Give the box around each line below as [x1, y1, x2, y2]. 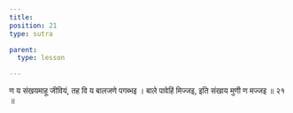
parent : [9, 45, 38, 54]
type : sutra [9, 29, 53, 38]
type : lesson [17, 54, 66, 63]
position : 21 [9, 21, 58, 30]
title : [9, 12, 34, 22]
